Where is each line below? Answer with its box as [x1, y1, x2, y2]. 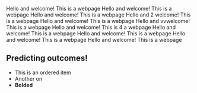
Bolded [14, 81, 33, 88]
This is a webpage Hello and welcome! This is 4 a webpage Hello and [6, 24, 176, 31]
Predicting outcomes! [6, 53, 88, 64]
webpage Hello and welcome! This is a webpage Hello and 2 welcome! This [6, 11, 191, 18]
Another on [14, 75, 43, 82]
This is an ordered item [14, 69, 71, 76]
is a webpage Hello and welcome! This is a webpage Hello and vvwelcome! [6, 18, 190, 24]
